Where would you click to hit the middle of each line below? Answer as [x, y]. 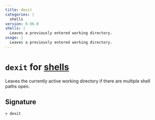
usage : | [14, 38]
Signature [21, 102]
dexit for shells [37, 67]
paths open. [17, 86]
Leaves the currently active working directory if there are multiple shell [78, 81]
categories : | [20, 14]
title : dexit [19, 10]
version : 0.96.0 [22, 24]
